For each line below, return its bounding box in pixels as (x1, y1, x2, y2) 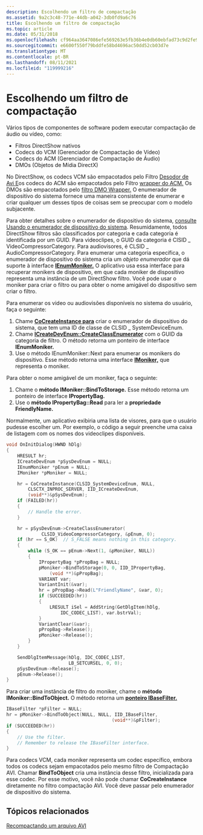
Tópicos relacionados (6, 806, 89, 816)
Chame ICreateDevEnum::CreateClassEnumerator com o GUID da (14, 330, 183, 338)
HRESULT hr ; (17, 453, 47, 459)
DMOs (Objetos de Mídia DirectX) (14, 162, 98, 169)
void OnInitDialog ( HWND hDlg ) (6, 442, 83, 448)
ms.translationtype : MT (6, 48, 66, 54)
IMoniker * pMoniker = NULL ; (17, 470, 88, 476)
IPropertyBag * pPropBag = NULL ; (38, 559, 120, 565)
